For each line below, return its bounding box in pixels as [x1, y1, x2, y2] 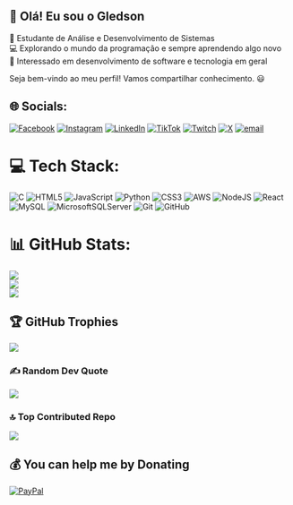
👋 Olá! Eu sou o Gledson [9, 9, 145, 24]
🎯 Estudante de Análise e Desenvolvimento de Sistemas [9, 32, 215, 43]
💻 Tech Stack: [9, 156, 120, 175]
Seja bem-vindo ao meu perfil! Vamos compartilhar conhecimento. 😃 [9, 73, 266, 83]
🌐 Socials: [9, 99, 68, 115]
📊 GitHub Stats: [9, 234, 132, 254]
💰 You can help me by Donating [9, 458, 190, 473]
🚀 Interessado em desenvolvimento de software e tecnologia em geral [9, 56, 268, 66]
